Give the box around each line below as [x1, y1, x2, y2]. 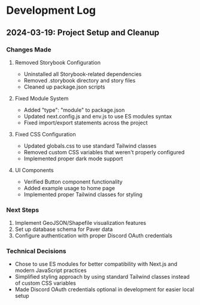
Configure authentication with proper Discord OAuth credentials [14, 232, 172, 239]
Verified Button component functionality [23, 178, 123, 185]
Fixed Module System [14, 94, 69, 102]
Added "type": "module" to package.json [23, 106, 125, 114]
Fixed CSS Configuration [14, 130, 76, 138]
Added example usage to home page [23, 184, 116, 191]
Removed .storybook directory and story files [23, 77, 136, 84]
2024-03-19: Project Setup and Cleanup [6, 28, 160, 38]
